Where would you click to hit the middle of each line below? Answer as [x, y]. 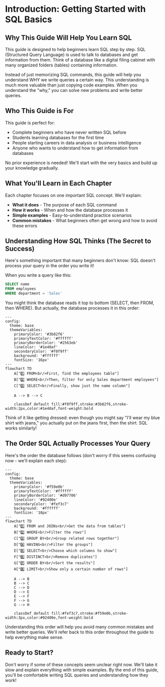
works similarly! [21, 428]
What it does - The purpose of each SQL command [64, 204]
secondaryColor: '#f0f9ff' [41, 352]
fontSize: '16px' [32, 360]
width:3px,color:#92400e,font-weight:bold [49, 618]
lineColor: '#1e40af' [36, 347]
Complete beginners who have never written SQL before [69, 132]
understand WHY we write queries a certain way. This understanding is [77, 80]
